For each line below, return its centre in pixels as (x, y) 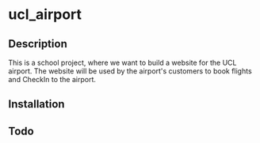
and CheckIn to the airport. (52, 79)
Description (38, 44)
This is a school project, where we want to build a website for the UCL (122, 62)
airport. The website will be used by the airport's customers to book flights (130, 71)
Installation (36, 104)
